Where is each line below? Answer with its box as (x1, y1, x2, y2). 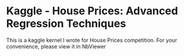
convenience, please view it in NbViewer (6, 43, 107, 50)
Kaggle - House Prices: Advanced (6, 4, 179, 18)
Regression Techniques (6, 17, 126, 30)
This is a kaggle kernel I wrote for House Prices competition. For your (6, 36, 177, 43)
